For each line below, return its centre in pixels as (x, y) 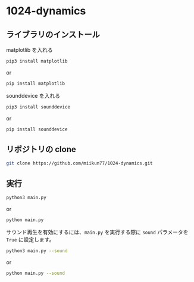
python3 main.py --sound (37, 251)
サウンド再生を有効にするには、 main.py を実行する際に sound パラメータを (97, 232)
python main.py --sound (36, 273)
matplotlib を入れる (29, 50)
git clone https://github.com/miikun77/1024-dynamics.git (79, 163)
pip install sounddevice (37, 129)
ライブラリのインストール (53, 34)
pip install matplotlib (36, 83)
